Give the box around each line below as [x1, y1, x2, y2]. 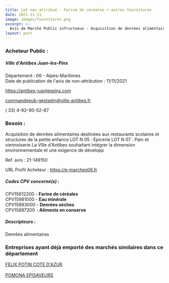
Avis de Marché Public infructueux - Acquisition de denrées [10, 26, 141, 31]
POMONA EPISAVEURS [5, 272, 54, 278]
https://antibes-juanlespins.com [5, 88, 71, 94]
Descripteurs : [5, 219, 36, 225]
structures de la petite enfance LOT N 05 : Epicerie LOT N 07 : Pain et [5, 136, 149, 143]
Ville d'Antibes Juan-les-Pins [5, 60, 68, 66]
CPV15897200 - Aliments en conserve [5, 207, 87, 213]
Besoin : [5, 119, 26, 126]
